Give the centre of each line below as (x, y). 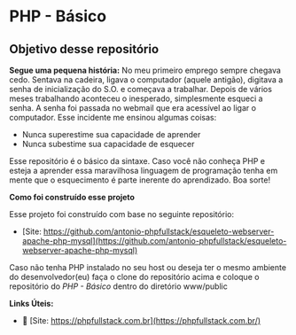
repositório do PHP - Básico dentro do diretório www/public (118, 286)
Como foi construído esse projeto (72, 197)
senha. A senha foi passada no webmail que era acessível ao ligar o (133, 108)
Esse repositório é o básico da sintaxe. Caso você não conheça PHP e (137, 161)
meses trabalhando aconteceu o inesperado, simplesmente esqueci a (136, 98)
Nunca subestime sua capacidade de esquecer (108, 144)
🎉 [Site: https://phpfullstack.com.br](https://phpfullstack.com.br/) (141, 320)
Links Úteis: (31, 304)
